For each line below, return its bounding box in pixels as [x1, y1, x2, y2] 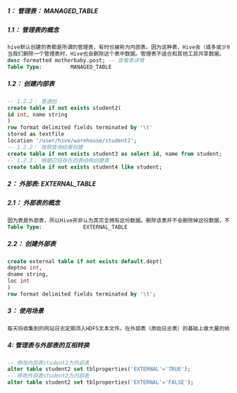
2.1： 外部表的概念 [7, 198, 61, 207]
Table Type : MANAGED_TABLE [7, 64, 112, 71]
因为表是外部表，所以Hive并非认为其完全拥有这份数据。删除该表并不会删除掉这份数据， [7, 217, 225, 224]
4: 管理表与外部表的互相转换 [7, 341, 90, 349]
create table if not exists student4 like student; [7, 163, 162, 171]
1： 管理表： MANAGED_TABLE [7, 6, 99, 15]
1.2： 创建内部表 [7, 80, 55, 88]
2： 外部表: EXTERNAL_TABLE [7, 180, 97, 188]
